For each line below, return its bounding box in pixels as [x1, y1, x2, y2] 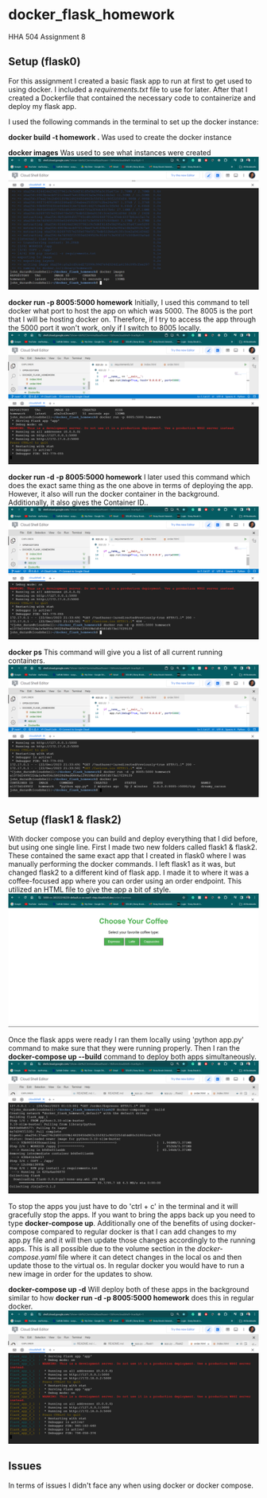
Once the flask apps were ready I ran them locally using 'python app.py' [8, 1035, 244, 1044]
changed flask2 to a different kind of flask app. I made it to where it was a [8, 868, 250, 877]
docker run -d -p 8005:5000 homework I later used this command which [8, 472, 250, 482]
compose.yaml [8, 1252, 57, 1262]
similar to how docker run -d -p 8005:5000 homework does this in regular [8, 1293, 254, 1303]
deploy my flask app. [8, 101, 77, 111]
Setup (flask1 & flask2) [8, 813, 122, 826]
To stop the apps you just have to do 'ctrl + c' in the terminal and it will [8, 1202, 238, 1211]
